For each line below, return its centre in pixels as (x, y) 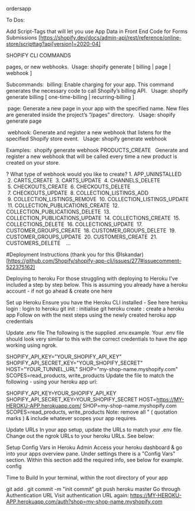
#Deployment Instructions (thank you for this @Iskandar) (75, 254)
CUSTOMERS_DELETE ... (38, 243)
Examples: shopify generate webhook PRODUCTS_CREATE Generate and (97, 150)
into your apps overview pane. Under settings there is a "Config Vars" (91, 453)
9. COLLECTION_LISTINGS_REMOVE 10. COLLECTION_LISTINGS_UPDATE (98, 199)
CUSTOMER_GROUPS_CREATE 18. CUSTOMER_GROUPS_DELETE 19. (91, 230)
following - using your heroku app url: (52, 382)
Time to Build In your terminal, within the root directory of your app (87, 478)
